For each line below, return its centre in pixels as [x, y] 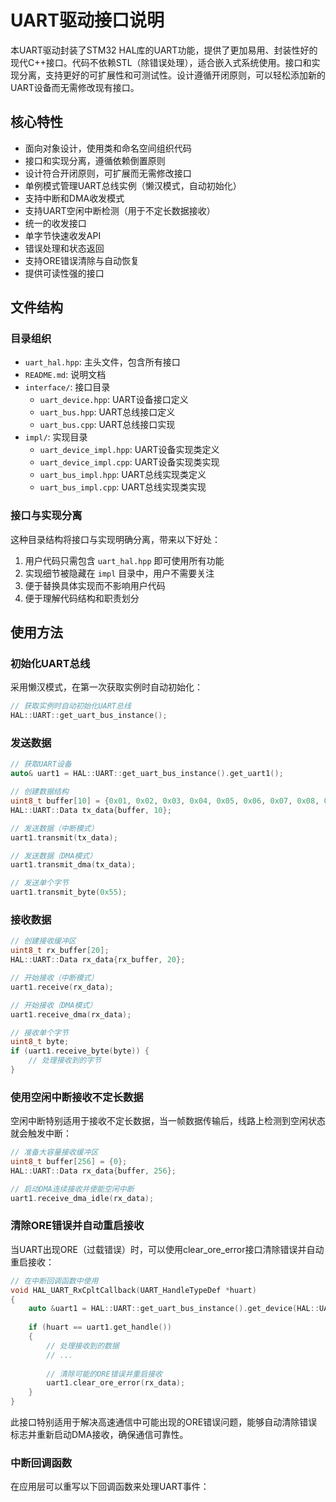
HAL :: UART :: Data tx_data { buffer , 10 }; [91, 810]
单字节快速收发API [63, 235]
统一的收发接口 [55, 223]
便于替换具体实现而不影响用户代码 [95, 585]
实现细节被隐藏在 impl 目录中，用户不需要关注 [119, 573]
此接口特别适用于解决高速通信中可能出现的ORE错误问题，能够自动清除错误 [164, 1422]
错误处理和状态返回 [64, 248]
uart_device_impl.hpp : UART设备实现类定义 [129, 450]
